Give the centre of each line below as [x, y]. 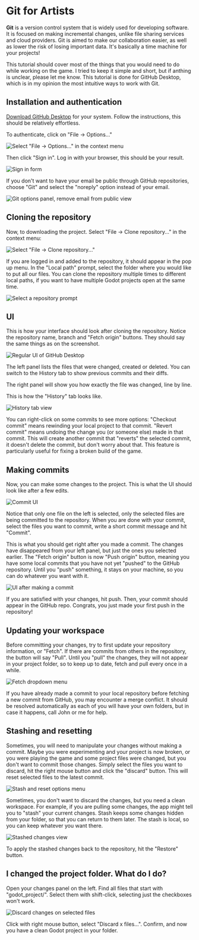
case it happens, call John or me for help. [57, 712]
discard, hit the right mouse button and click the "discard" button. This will [97, 771]
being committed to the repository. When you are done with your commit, [96, 520]
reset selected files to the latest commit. [55, 777]
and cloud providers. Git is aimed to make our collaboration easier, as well [97, 40]
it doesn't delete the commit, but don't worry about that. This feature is [93, 445]
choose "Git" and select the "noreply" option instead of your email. [88, 187]
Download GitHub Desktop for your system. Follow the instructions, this [94, 116]
